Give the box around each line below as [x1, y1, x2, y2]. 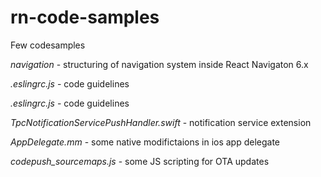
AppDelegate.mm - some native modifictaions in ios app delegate [10, 136, 281, 148]
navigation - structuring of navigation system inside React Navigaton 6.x [10, 58, 309, 70]
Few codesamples [10, 39, 86, 51]
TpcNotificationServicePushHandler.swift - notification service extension [10, 116, 312, 128]
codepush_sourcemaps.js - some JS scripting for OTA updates [10, 155, 270, 167]
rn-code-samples [10, 6, 160, 29]
